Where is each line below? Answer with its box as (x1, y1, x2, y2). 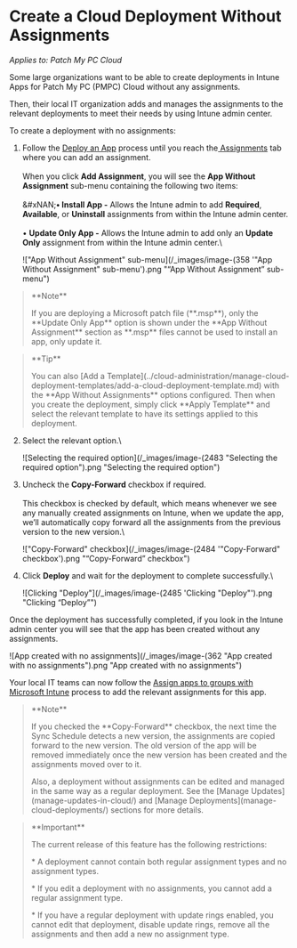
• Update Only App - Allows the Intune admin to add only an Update (21, 227, 274, 238)
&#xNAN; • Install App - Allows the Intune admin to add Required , (21, 199, 262, 210)
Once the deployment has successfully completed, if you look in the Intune (9, 614, 284, 625)
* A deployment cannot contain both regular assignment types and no (30, 856, 287, 867)
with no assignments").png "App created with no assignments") (9, 660, 243, 670)
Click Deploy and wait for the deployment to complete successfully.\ (21, 570, 274, 580)
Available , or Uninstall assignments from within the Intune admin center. (21, 208, 289, 219)
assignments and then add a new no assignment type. (30, 928, 229, 939)
